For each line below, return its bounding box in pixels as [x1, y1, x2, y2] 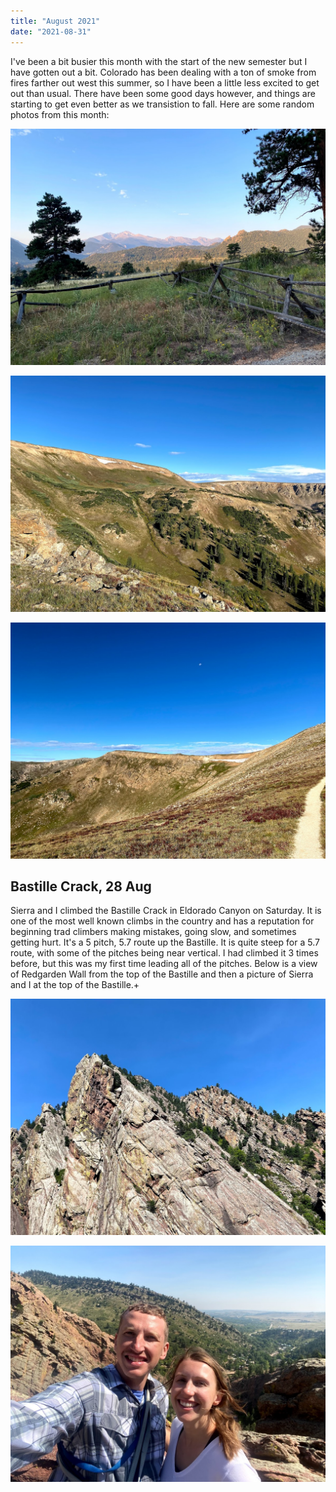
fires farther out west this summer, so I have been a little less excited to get [10, 76, 320, 89]
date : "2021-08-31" [10, 26, 92, 37]
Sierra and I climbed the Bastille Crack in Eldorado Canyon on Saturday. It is [10, 905, 322, 917]
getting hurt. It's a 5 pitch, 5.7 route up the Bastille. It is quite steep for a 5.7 [10, 936, 320, 949]
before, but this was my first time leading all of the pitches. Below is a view [10, 958, 318, 970]
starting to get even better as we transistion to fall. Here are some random [10, 98, 315, 110]
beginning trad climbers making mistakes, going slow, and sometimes [10, 926, 297, 938]
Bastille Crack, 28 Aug [10, 878, 152, 895]
